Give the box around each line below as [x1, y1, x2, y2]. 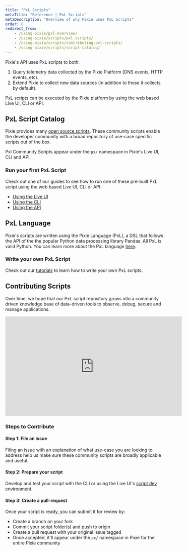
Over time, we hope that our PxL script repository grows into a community [5, 295, 159, 301]
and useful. [5, 457, 29, 463]
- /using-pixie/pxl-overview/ [14, 31, 78, 36]
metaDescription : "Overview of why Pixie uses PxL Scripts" [5, 17, 135, 22]
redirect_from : [5, 26, 37, 31]
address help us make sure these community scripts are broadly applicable [5, 452, 161, 458]
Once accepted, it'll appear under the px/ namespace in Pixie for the [12, 535, 155, 541]
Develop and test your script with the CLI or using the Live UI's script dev [5, 480, 157, 486]
